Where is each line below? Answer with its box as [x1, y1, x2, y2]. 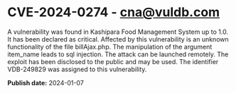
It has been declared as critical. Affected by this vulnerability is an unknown [7, 35, 229, 43]
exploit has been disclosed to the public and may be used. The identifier [7, 57, 219, 66]
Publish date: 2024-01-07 [7, 78, 84, 87]
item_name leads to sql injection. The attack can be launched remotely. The [7, 50, 229, 58]
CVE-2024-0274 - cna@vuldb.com [7, 4, 220, 20]
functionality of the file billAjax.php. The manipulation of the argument [7, 42, 213, 51]
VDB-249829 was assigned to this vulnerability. [7, 65, 147, 73]
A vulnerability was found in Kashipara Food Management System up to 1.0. [7, 27, 229, 36]
